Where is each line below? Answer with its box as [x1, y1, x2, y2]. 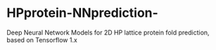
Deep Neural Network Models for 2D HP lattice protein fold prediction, [6, 28, 210, 37]
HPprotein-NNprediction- [6, 5, 159, 21]
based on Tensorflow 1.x [6, 35, 78, 44]
